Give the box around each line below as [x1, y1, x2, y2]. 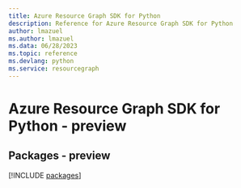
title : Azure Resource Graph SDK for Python [8, 11, 161, 20]
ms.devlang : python [8, 58, 74, 66]
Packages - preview [8, 149, 111, 163]
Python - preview [8, 117, 127, 135]
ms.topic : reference [8, 49, 78, 58]
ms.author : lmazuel [8, 34, 74, 43]
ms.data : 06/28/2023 [8, 42, 78, 50]
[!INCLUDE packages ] [8, 170, 82, 180]
